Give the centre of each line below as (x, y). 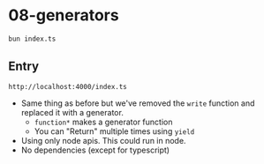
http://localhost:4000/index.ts (68, 86)
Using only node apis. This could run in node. (103, 140)
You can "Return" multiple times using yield (114, 131)
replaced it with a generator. (72, 112)
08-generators (64, 15)
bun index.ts (32, 39)
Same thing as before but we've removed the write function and (138, 103)
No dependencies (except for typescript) (95, 150)
